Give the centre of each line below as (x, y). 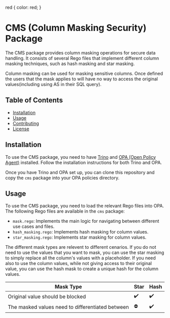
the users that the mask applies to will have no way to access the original (82, 79)
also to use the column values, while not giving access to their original (79, 264)
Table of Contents (34, 100)
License (21, 129)
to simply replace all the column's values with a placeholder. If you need (81, 258)
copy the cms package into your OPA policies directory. (62, 178)
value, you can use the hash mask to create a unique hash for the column (82, 269)
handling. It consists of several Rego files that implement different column (82, 58)
